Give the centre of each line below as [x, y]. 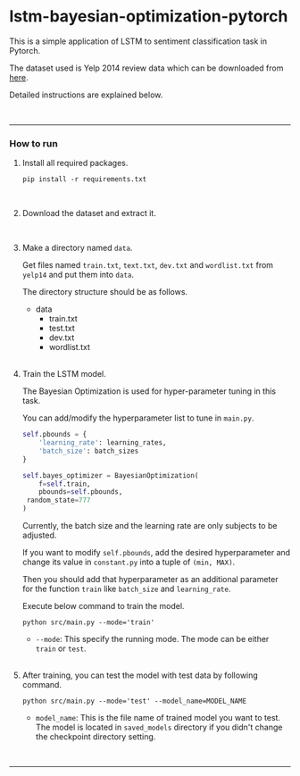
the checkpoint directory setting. [96, 737]
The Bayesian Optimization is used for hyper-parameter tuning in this [149, 391]
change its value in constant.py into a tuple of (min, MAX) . [129, 562]
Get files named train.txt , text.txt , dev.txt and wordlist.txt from [148, 265]
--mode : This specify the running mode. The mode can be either [152, 639]
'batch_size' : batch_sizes [89, 451]
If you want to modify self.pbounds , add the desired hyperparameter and [156, 553]
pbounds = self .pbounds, [81, 492]
